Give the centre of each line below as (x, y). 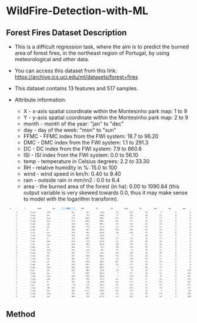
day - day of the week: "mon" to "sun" (70, 130)
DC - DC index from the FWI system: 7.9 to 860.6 (83, 149)
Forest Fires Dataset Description (66, 33)
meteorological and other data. (52, 59)
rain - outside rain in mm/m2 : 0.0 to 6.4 (71, 180)
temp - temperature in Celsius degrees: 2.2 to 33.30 (86, 161)
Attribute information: (40, 100)
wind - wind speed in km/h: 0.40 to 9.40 (72, 174)
